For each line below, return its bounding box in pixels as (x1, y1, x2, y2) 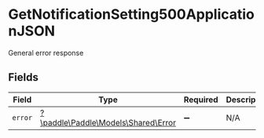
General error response (8, 48, 84, 57)
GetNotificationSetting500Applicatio (8, 5, 255, 24)
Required (183, 94, 218, 105)
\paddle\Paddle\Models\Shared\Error (39, 117, 177, 128)
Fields (8, 71, 39, 84)
